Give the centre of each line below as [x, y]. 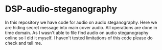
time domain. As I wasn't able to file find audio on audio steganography [77, 33]
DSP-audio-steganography [61, 9]
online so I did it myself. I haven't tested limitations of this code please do [79, 38]
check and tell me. [24, 43]
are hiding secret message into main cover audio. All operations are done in [81, 27]
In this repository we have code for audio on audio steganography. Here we [81, 22]
